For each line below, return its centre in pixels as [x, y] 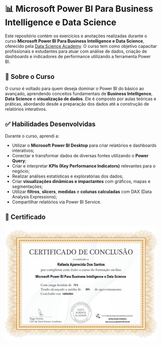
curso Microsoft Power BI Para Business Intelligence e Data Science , [75, 41]
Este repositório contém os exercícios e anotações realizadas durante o [76, 36]
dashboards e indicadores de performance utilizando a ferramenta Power [78, 56]
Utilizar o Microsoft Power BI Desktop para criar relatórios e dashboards [84, 145]
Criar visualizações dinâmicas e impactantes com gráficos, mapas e [81, 181]
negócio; [21, 171]
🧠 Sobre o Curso [30, 77]
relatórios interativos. [26, 109]
